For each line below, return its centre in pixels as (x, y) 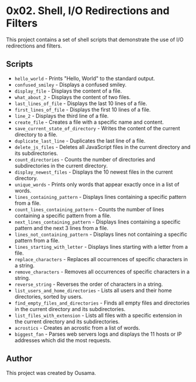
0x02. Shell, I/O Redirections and (88, 11)
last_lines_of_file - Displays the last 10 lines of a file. (81, 103)
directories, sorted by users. (49, 296)
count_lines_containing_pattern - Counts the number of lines (89, 209)
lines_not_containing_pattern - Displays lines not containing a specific (101, 234)
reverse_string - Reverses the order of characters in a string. (89, 284)
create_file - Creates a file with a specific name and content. (89, 122)
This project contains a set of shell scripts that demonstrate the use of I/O (95, 39)
